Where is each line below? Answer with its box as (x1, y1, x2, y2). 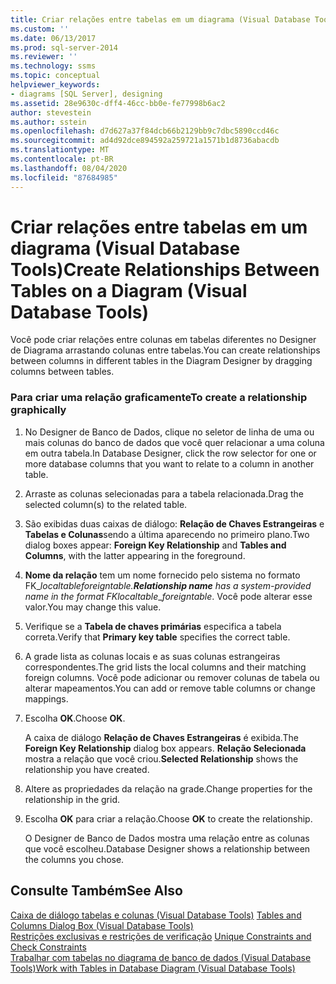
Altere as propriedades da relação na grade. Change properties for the (24, 782, 313, 795)
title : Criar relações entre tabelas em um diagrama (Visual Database (10, 14, 311, 25)
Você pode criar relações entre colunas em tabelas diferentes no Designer (10, 334, 317, 346)
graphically (10, 403, 67, 417)
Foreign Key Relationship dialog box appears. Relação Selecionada (24, 742, 307, 754)
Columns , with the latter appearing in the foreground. (24, 549, 246, 561)
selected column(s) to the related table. (24, 498, 188, 510)
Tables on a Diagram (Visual (10, 279, 248, 302)
